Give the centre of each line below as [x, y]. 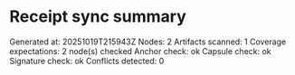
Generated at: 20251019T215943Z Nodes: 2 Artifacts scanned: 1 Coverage [148, 42]
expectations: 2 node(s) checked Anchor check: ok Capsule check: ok [140, 51]
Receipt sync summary [98, 17]
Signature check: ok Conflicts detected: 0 [87, 61]
